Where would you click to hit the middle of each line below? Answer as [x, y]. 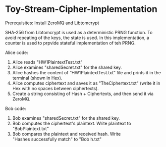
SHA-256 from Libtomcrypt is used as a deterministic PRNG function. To [79, 32]
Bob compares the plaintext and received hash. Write [66, 134]
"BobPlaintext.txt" [30, 128]
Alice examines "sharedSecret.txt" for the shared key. [67, 67]
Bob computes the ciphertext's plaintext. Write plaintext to [72, 123]
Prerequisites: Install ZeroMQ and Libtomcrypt [52, 23]
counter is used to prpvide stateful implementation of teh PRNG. [71, 43]
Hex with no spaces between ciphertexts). [55, 88]
